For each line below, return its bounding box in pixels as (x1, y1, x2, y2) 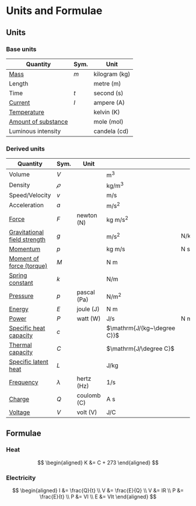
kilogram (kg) (93, 70, 131, 78)
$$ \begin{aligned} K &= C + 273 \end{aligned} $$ (37, 459, 159, 466)
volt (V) (76, 408, 97, 416)
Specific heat (9, 324, 45, 332)
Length (9, 79, 29, 87)
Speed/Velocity (9, 191, 51, 199)
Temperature (9, 108, 45, 116)
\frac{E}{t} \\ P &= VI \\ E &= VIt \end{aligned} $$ (39, 493, 157, 500)
